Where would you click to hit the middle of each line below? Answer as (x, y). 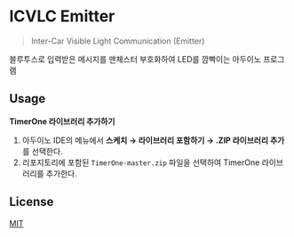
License (32, 202)
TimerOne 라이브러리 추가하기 (62, 121)
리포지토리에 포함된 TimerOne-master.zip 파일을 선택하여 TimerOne (141, 162)
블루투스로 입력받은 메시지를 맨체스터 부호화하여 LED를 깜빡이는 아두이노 (135, 59)
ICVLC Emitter (62, 16)
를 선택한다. (43, 151)
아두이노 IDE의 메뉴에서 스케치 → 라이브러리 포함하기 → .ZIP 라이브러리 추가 (153, 140)
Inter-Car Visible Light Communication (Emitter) (118, 41)
